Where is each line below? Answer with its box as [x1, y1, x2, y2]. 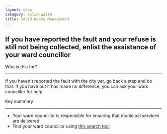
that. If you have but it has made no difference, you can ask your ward [5, 83, 149, 90]
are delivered [12, 118, 40, 124]
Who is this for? [5, 64, 37, 70]
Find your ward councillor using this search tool [12, 123, 110, 130]
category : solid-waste [5, 12, 52, 17]
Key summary [5, 98, 33, 105]
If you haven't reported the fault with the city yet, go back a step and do [5, 78, 153, 84]
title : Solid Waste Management [5, 16, 70, 21]
